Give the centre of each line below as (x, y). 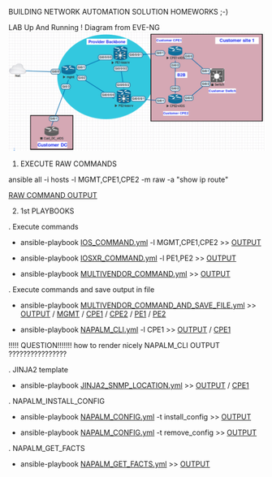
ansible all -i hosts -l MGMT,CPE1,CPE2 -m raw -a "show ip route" (119, 180)
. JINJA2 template (39, 370)
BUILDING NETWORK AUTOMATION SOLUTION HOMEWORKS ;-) (119, 12)
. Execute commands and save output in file (82, 290)
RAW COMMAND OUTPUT (53, 196)
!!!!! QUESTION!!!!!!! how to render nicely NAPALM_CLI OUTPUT (114, 346)
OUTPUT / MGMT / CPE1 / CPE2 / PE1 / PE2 (93, 314)
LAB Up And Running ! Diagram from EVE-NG (84, 27)
